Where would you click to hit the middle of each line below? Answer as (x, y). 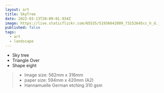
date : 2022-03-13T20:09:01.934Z (38, 19)
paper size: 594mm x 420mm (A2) (59, 80)
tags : (10, 32)
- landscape (22, 41)
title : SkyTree (20, 14)
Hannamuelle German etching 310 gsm (63, 85)
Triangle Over (26, 60)
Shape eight (24, 65)
